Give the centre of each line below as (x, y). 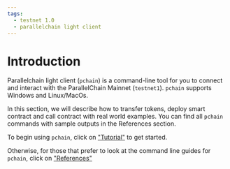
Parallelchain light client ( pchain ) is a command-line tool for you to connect (115, 80)
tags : (15, 14)
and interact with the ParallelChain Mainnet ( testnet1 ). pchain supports (109, 88)
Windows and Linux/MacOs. (48, 96)
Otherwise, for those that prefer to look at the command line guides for (109, 151)
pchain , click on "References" (50, 159)
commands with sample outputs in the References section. (92, 124)
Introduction (44, 61)
